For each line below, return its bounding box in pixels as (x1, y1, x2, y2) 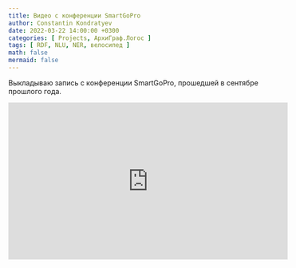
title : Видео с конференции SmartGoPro (8, 11, 141, 20)
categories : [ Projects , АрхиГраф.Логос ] (8, 33, 152, 42)
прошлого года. (8, 86, 62, 96)
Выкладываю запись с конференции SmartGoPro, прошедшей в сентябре (8, 77, 259, 88)
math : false (8, 49, 48, 57)
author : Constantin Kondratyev (8, 19, 112, 27)
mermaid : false (8, 57, 59, 65)
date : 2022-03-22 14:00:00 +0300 (8, 26, 120, 34)
